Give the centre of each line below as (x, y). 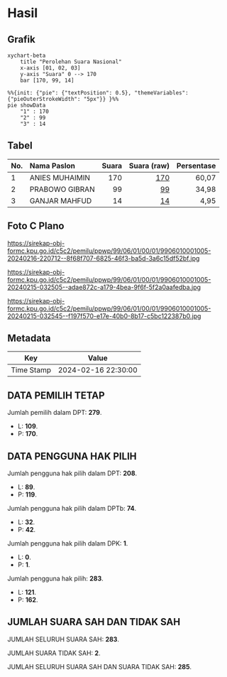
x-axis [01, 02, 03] (50, 68)
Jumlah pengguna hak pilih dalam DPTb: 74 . (72, 509)
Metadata (29, 338)
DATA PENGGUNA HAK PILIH (72, 456)
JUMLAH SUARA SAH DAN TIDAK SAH (94, 622)
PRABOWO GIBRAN (62, 189)
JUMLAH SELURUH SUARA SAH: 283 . (63, 639)
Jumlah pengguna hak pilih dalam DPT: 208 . (72, 473)
